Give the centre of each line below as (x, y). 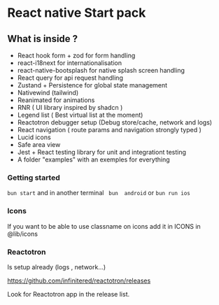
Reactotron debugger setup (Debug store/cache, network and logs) (114, 122)
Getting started (34, 178)
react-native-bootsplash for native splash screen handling (101, 70)
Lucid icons (34, 137)
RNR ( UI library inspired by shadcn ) (70, 107)
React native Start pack (77, 13)
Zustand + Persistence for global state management (92, 85)
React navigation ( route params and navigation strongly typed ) (109, 130)
